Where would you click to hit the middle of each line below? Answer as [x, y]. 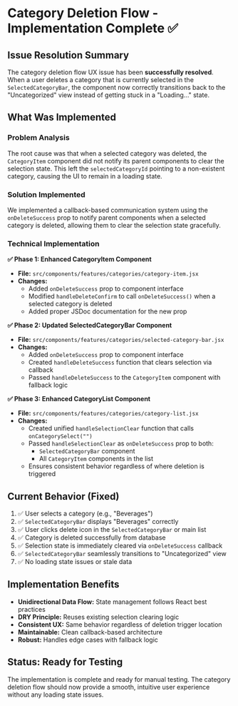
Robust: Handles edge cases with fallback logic [88, 640]
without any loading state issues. [56, 695]
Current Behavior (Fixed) [63, 496]
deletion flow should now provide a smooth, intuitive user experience [109, 687]
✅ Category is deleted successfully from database [92, 538]
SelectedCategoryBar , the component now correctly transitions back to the [117, 87]
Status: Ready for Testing [65, 662]
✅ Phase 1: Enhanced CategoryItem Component [79, 259]
